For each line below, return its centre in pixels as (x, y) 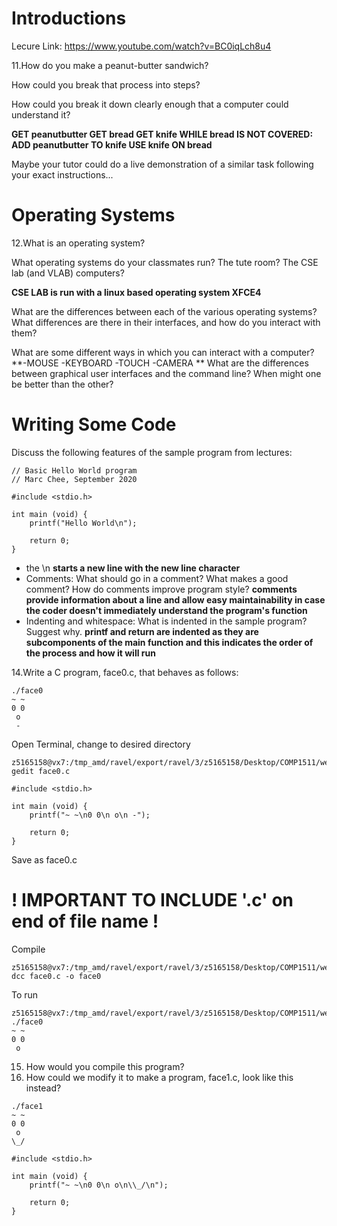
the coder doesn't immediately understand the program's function (166, 610)
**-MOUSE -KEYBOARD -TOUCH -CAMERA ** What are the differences (160, 363)
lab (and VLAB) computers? (68, 273)
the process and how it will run (90, 653)
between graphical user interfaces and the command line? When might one (166, 373)
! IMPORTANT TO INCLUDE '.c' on (152, 900)
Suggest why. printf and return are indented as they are (142, 631)
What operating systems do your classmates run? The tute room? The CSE (165, 262)
